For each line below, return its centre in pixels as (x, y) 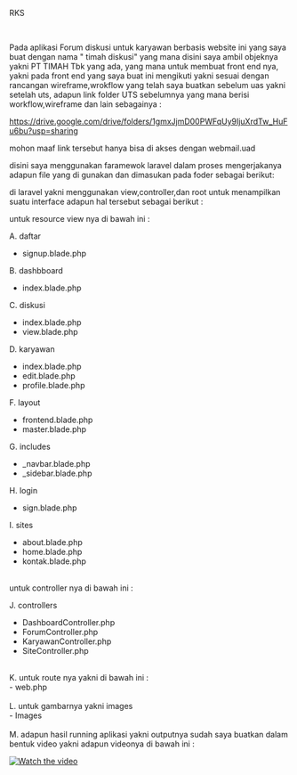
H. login (24, 490)
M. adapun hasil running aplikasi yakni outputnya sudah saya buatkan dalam (149, 734)
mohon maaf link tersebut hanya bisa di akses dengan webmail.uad (132, 148)
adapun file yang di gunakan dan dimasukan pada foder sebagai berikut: (142, 175)
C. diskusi (28, 305)
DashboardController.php (68, 622)
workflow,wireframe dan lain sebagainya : (85, 104)
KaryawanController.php (67, 641)
